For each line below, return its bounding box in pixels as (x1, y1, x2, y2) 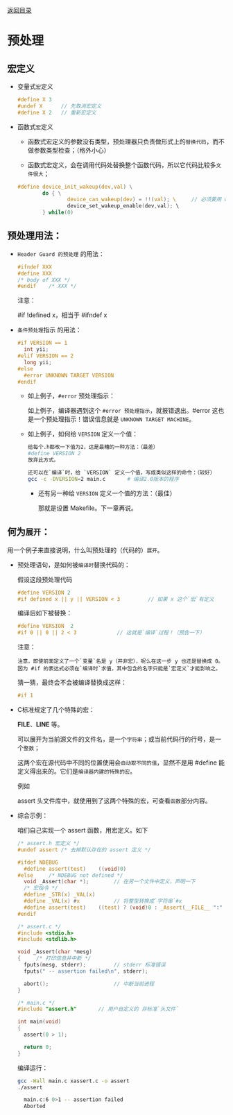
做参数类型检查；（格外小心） (27, 146, 110, 154)
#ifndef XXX (17, 263, 52, 271)
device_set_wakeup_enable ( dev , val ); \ (67, 203, 180, 210)
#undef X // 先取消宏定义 (17, 103, 102, 110)
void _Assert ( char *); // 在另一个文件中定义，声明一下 (24, 878, 196, 885)
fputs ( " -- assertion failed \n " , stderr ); (24, 967, 148, 975)
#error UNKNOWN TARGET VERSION (24, 372, 114, 379)
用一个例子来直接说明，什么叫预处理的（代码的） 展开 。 (7, 545, 164, 554)
